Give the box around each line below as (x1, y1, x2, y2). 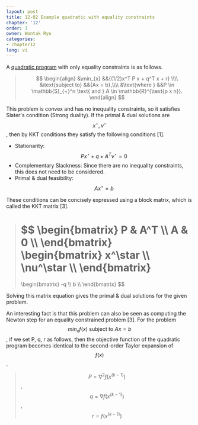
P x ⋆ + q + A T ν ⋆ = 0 (81, 152, 127, 160)
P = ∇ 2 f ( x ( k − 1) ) (88, 372, 126, 381)
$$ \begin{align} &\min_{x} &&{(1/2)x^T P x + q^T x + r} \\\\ (36, 75, 178, 82)
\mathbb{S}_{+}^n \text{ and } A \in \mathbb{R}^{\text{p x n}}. (31, 87, 183, 95)
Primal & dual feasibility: (14, 175, 74, 182)
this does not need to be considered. (14, 168, 105, 175)
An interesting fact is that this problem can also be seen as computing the (6, 310, 186, 317)
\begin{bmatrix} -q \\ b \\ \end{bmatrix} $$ (20, 281, 125, 288)
